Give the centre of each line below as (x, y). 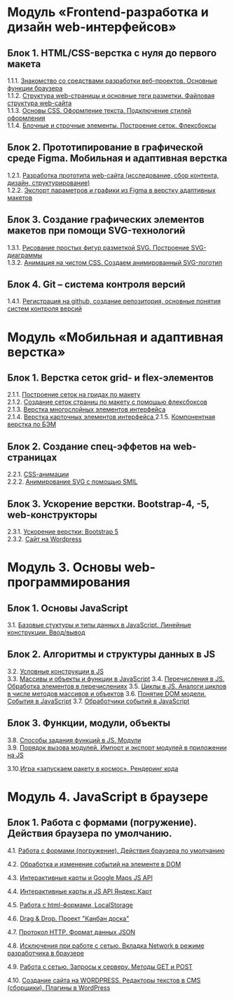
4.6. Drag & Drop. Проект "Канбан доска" (68, 918)
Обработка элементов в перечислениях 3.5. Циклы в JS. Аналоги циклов (117, 686)
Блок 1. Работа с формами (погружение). (102, 823)
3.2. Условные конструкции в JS (55, 671)
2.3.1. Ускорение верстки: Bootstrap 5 (63, 532)
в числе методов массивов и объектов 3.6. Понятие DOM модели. (107, 693)
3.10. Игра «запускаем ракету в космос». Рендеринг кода (93, 768)
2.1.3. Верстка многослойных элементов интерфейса (87, 409)
